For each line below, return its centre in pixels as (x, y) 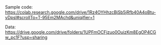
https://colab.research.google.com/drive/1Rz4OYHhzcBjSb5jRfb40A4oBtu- (80, 12)
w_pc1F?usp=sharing (26, 37)
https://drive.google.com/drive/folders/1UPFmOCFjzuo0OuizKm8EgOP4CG (80, 32)
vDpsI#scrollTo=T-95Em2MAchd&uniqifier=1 (50, 17)
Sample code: (19, 7)
